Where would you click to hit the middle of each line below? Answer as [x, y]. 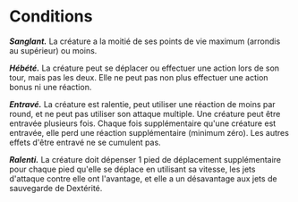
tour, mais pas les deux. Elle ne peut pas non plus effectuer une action [139, 77]
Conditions [51, 17]
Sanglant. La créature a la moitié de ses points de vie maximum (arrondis [145, 41]
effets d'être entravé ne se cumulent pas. [85, 142]
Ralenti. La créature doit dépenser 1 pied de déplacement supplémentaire [145, 159]
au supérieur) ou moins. [53, 50]
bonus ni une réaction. [51, 87]
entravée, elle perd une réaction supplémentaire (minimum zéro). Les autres [149, 132]
